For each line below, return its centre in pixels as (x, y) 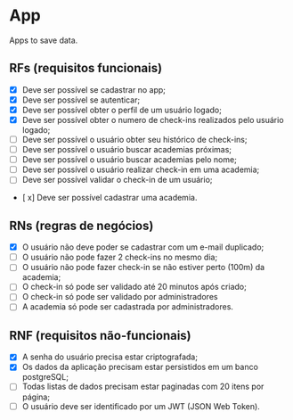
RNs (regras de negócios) (81, 225)
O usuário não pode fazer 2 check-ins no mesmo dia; (120, 257)
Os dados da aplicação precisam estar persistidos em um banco (140, 367)
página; (36, 397)
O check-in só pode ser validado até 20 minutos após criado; (134, 287)
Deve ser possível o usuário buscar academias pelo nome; (130, 160)
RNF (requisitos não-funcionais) (100, 335)
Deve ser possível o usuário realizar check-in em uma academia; (141, 169)
